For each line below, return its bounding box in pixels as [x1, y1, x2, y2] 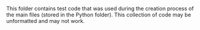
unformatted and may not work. [6, 18, 85, 24]
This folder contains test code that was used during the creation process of [6, 5, 195, 12]
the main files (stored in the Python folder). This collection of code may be [6, 11, 192, 18]
